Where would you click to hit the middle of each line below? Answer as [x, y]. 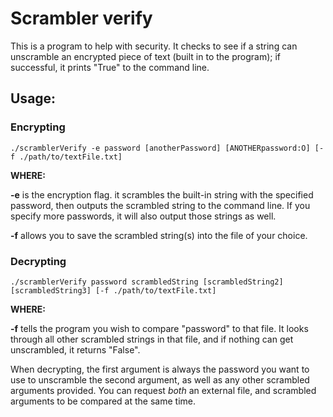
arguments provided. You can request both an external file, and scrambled [163, 390]
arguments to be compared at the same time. [103, 401]
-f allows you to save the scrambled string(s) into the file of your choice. [159, 235]
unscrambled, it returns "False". [75, 349]
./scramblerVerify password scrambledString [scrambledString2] [147, 282]
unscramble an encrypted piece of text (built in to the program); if [146, 56]
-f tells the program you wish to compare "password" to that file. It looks [159, 328]
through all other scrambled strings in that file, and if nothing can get [152, 339]
